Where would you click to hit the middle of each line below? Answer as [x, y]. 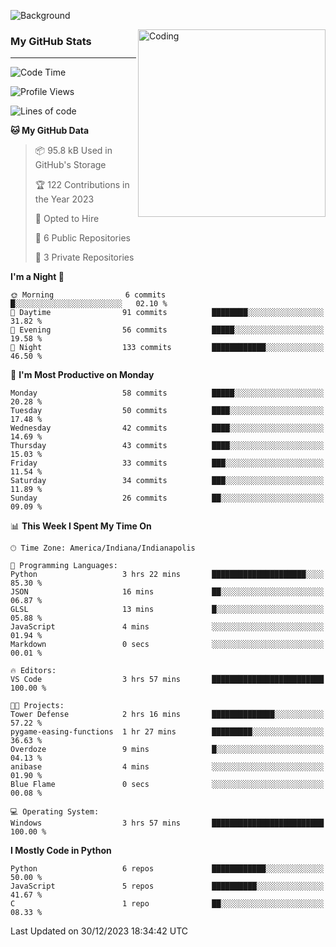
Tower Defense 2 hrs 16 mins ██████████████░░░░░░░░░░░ [167, 715]
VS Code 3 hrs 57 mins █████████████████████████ [167, 680]
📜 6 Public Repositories [82, 238]
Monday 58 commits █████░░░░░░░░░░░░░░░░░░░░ [167, 393]
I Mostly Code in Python [61, 851]
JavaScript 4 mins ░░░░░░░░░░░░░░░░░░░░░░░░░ [167, 627]
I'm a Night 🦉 [37, 277]
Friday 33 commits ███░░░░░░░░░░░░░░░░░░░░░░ [167, 463]
